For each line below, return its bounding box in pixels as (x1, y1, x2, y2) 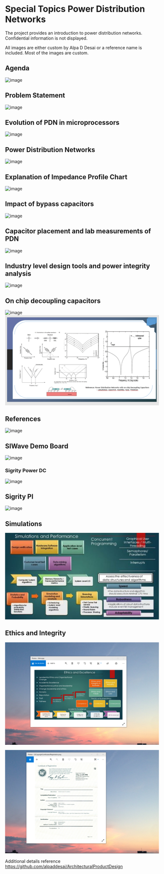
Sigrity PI (5, 492, 34, 501)
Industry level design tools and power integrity (5, 262, 150, 270)
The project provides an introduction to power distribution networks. (5, 30, 143, 36)
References (5, 414, 41, 423)
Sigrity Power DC (5, 467, 46, 474)
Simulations (5, 520, 42, 528)
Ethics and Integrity (5, 629, 66, 637)
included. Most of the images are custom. (5, 50, 89, 56)
